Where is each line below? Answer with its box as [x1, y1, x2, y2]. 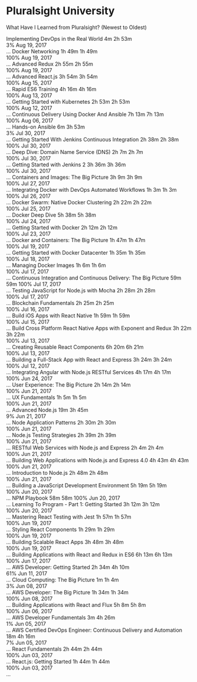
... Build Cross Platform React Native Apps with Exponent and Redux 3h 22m [6, 324, 192, 332]
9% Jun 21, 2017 [6, 413, 47, 420]
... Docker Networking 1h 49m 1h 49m [6, 47, 98, 54]
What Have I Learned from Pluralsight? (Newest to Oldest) [6, 24, 147, 31]
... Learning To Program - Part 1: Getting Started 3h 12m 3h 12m [6, 500, 160, 507]
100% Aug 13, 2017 [6, 92, 52, 99]
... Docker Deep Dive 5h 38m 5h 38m [6, 211, 96, 218]
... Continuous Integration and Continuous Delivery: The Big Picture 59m [6, 274, 182, 281]
